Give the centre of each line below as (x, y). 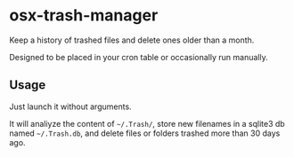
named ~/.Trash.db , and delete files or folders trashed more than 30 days (145, 133)
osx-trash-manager (84, 16)
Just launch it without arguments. (70, 106)
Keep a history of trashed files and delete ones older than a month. (132, 40)
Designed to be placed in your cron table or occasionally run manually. (139, 57)
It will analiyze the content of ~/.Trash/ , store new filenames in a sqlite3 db (147, 123)
